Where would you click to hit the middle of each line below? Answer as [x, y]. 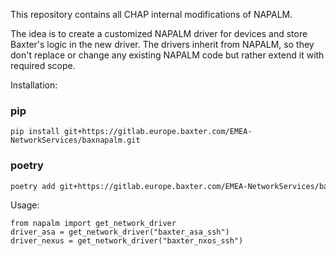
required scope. [43, 65]
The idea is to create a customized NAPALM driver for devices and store [159, 33]
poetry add [33, 186]
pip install [35, 132]
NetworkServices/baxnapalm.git [75, 140]
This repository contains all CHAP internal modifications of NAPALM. [151, 14]
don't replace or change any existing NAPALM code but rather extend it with [167, 55]
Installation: [34, 85]
